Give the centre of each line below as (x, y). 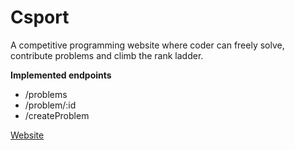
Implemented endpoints (61, 75)
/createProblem (57, 115)
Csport (40, 17)
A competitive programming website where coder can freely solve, (147, 45)
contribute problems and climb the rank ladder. (107, 55)
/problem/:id (50, 105)
